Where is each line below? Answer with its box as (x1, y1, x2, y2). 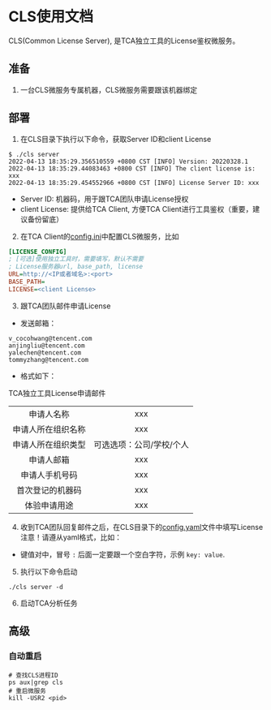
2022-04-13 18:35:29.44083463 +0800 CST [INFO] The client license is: (8, 164, 256, 173)
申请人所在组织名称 (12, 424, 87, 435)
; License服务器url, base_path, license (8, 263, 144, 271)
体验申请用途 (24, 500, 75, 511)
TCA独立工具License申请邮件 (8, 388, 106, 398)
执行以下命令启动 (19, 566, 78, 576)
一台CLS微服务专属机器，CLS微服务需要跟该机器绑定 (19, 84, 198, 94)
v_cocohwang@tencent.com (8, 334, 92, 342)
